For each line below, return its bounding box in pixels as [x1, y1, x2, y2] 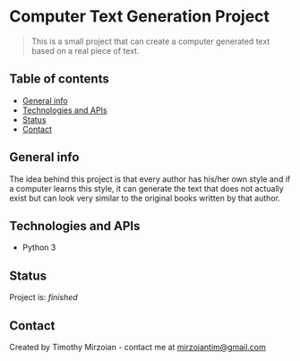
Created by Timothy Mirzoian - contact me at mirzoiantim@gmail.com [9, 342, 266, 352]
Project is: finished [9, 292, 78, 303]
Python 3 [21, 242, 56, 253]
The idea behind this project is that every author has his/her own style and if [9, 173, 291, 185]
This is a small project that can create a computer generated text [30, 36, 270, 47]
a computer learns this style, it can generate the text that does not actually [9, 183, 284, 193]
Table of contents [9, 72, 109, 87]
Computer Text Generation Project [9, 6, 270, 27]
